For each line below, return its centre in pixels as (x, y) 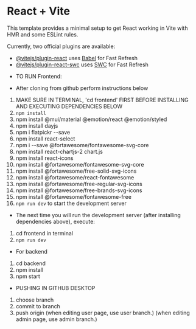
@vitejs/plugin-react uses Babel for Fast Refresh (77, 58)
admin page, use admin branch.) (56, 319)
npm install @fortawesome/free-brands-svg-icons (79, 190)
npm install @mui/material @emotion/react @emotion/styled (91, 119)
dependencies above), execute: (55, 221)
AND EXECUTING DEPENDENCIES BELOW (69, 106)
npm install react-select (45, 139)
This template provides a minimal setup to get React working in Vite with (97, 28)
